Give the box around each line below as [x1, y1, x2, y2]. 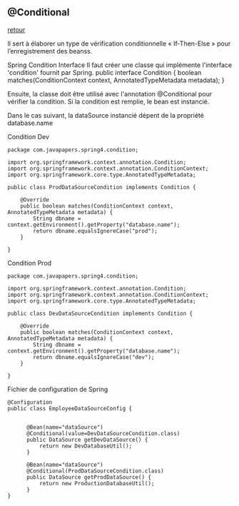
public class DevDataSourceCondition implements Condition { [7, 310, 193, 317]
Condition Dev [7, 132, 50, 141]
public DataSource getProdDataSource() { [26, 473, 152, 481]
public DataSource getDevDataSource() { [26, 436, 148, 443]
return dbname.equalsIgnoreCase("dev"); [33, 353, 155, 360]
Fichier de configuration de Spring [7, 385, 108, 393]
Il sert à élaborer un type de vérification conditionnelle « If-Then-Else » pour [7, 39, 231, 48]
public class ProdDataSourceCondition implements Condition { [7, 183, 196, 191]
